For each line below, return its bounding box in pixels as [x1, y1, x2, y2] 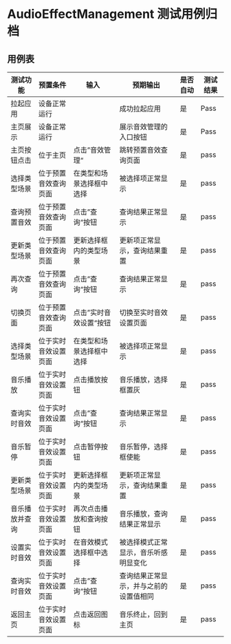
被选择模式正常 [119, 537, 168, 547]
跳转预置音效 [119, 145, 162, 155]
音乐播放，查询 [119, 509, 168, 518]
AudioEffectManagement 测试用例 [7, 6, 206, 22]
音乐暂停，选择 [119, 442, 168, 451]
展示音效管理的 [119, 122, 168, 131]
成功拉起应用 [119, 104, 162, 114]
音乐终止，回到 [119, 610, 168, 619]
